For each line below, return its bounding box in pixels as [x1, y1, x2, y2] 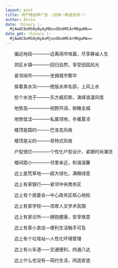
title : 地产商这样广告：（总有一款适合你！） [5, 12, 88, 17]
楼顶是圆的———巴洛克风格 [14, 126, 73, 133]
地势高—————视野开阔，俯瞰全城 [14, 105, 90, 111]
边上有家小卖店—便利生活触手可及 [14, 225, 86, 231]
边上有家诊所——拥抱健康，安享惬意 [14, 213, 90, 220]
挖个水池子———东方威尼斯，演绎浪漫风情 [14, 94, 104, 100]
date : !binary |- [5, 21, 42, 27]
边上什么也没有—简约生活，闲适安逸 [14, 257, 90, 263]
